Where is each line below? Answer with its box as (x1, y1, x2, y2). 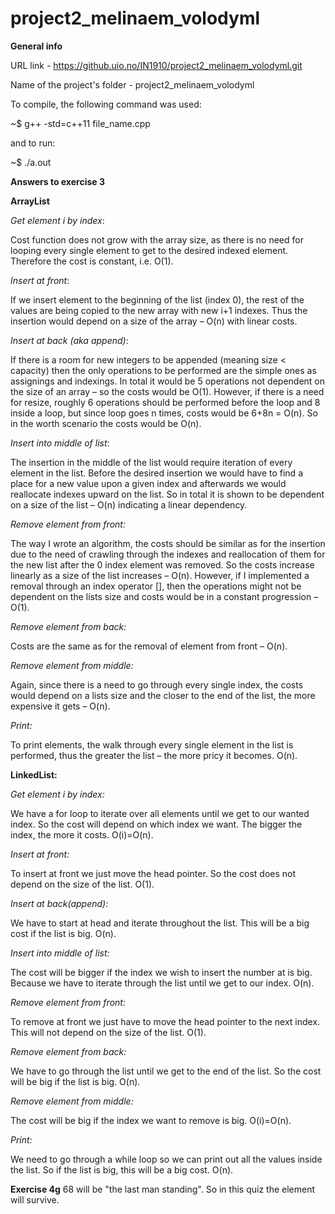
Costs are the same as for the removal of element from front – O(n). (10, 640, 288, 652)
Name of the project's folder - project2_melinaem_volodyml (10, 78, 255, 91)
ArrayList (10, 195, 50, 207)
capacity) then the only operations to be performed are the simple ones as (10, 364, 317, 376)
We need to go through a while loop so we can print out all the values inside (10, 1153, 323, 1165)
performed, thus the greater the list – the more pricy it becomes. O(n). (10, 749, 298, 761)
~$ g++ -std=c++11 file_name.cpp (10, 117, 151, 129)
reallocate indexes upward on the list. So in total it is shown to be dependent (10, 488, 325, 500)
